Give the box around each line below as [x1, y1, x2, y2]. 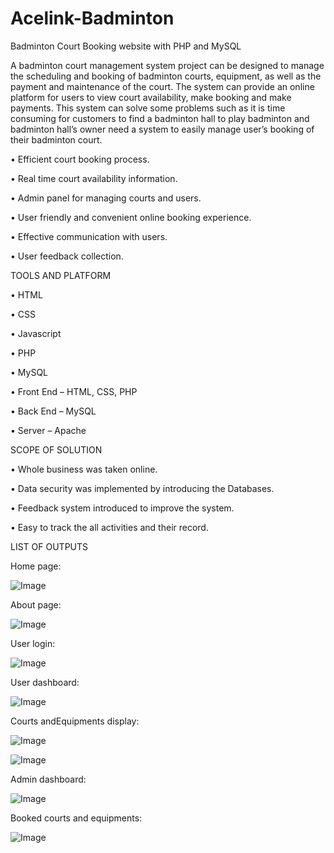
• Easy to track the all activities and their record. [10, 521, 209, 533]
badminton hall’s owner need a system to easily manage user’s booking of [10, 123, 315, 135]
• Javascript [10, 327, 62, 339]
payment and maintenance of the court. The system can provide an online [10, 80, 315, 92]
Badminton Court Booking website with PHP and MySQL [10, 40, 242, 52]
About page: [10, 598, 62, 611]
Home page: [10, 560, 62, 572]
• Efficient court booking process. [10, 153, 150, 165]
